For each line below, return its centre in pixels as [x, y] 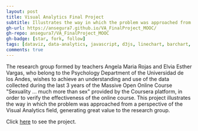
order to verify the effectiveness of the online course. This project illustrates [98, 98]
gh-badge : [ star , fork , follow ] [46, 39]
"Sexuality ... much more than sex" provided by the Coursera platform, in [94, 91]
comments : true [25, 50]
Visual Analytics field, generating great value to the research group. [88, 110]
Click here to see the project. [41, 122]
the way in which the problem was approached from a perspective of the [95, 104]
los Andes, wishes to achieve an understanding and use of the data [88, 79]
